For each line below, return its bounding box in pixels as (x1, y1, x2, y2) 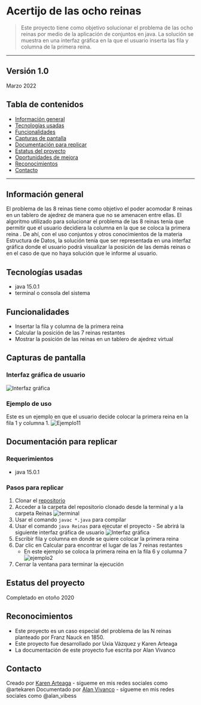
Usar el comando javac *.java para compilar (14, 516, 127, 523)
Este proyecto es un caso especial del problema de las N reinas (14, 627, 172, 634)
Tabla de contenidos (6, 100, 84, 110)
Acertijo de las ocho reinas (6, 4, 142, 18)
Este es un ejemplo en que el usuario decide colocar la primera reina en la (6, 412, 188, 420)
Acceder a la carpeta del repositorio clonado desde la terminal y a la (14, 503, 184, 510)
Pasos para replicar (6, 483, 64, 492)
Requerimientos (6, 454, 54, 463)
